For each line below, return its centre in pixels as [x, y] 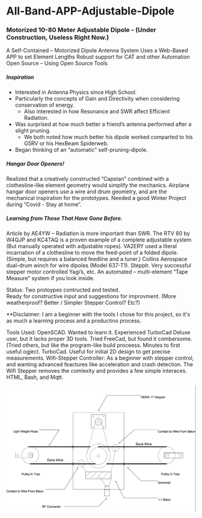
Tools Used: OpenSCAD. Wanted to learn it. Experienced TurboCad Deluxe [98, 332]
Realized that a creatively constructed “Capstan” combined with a [88, 179]
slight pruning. [33, 131]
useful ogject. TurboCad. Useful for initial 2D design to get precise [88, 352]
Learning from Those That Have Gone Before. [65, 219]
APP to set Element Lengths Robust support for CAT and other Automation [98, 57]
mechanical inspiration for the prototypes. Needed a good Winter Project [96, 198]
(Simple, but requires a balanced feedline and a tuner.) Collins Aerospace [97, 259]
